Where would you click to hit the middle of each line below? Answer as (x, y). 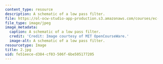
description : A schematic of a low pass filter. (55, 14)
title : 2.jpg (18, 50)
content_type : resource (29, 9)
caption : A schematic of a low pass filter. (55, 32)
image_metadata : (21, 27)
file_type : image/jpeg (28, 23)
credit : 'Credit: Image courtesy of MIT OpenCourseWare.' (69, 37)
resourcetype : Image (26, 45)
